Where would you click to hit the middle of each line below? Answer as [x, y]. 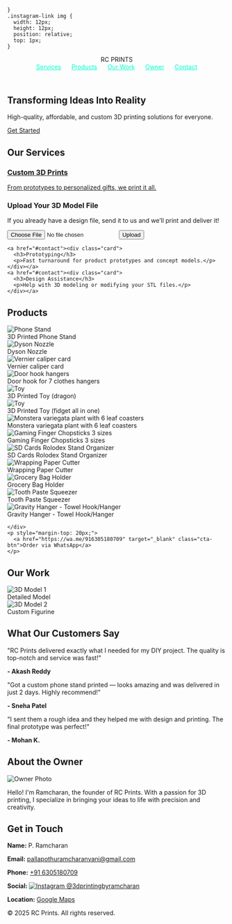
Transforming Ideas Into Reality [77, 100]
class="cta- [196, 540]
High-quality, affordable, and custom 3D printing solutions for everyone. [110, 117]
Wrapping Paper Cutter [40, 470]
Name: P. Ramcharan [38, 845]
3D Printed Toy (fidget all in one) [54, 411]
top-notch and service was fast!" [55, 657]
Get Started [24, 131]
